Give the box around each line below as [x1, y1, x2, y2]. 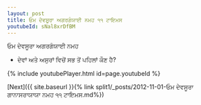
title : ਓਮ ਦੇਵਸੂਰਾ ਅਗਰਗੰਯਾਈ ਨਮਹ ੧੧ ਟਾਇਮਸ [7, 17, 123, 23]
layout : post [7, 10, 45, 17]
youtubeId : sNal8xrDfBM [7, 23, 76, 30]
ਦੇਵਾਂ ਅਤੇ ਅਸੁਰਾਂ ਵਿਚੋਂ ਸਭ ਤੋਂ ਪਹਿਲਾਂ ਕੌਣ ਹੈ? [17, 56, 116, 64]
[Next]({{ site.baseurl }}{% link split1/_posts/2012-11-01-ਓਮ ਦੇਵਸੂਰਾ [7, 83, 194, 91]
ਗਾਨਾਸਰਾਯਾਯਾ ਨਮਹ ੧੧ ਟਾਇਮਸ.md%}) [7, 90, 105, 99]
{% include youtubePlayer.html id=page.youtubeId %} [7, 70, 161, 78]
